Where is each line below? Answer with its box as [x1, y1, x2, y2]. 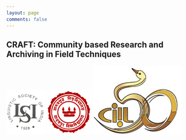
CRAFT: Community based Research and [6, 40, 164, 50]
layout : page [6, 10, 39, 16]
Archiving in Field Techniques [6, 49, 121, 59]
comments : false [6, 16, 47, 23]
